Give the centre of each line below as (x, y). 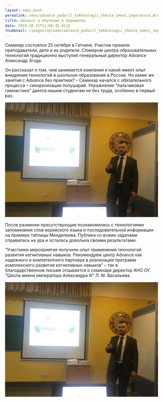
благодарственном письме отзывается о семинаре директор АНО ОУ (78, 270)
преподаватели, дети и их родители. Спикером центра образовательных (81, 50)
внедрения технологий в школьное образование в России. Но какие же (80, 75)
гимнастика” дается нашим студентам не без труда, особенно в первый (80, 91)
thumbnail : (16, 31)
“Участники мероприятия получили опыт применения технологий (73, 250)
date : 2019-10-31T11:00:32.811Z (38, 26)
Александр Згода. (24, 61)
